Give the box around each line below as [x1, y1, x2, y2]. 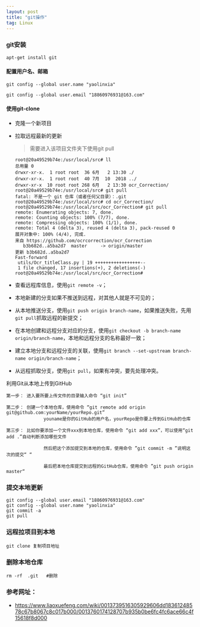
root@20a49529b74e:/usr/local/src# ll [14, 157, 111, 163]
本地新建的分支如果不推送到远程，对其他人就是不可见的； [14, 294, 156, 301]
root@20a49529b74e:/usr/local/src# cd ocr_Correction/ [14, 199, 154, 205]
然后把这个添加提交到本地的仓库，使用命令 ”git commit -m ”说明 [43, 446, 186, 452]
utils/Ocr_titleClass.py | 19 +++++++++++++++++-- [17, 260, 146, 266]
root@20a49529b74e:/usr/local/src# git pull [14, 187, 127, 194]
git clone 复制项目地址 [6, 543, 60, 549]
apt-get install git [6, 54, 58, 60]
